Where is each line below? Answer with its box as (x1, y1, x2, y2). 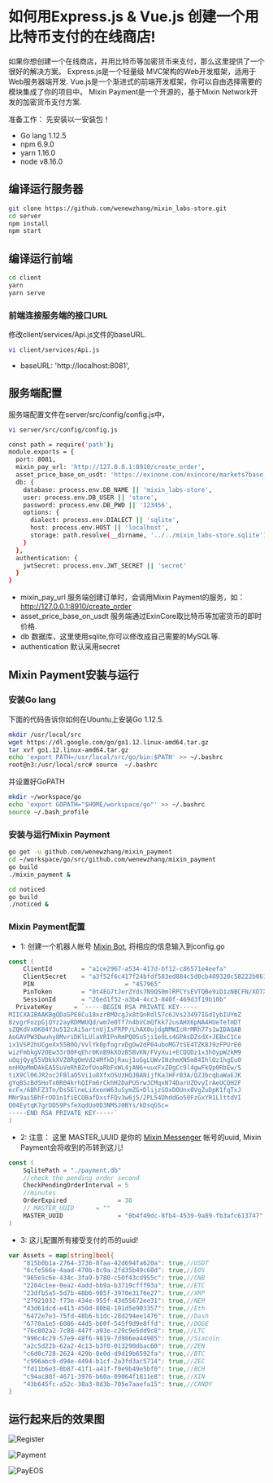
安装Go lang (8, 694, 57, 705)
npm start (8, 227, 42, 235)
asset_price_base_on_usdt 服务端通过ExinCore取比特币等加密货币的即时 (19, 612, 262, 621)
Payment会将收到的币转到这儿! (19, 1142, 123, 1152)
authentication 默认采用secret (19, 642, 120, 652)
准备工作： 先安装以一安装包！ (8, 114, 110, 124)
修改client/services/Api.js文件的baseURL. (8, 329, 147, 339)
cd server (8, 212, 42, 220)
